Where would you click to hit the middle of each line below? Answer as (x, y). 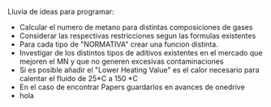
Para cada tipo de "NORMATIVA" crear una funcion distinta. (118, 44)
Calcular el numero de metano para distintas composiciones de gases (136, 27)
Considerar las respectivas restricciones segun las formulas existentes (138, 36)
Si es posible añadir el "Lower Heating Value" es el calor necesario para (140, 70)
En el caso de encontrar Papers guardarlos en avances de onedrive (132, 87)
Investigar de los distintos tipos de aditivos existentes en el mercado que (141, 53)
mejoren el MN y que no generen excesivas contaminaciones (121, 61)
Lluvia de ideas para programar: (61, 12)
